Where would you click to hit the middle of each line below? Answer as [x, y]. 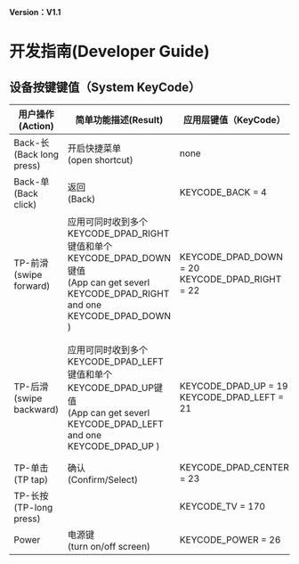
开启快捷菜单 [94, 148]
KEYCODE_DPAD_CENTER [234, 467]
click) [25, 204]
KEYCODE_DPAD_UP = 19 [234, 386]
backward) [36, 409]
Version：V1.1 [35, 12]
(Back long [36, 155]
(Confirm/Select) [102, 480]
